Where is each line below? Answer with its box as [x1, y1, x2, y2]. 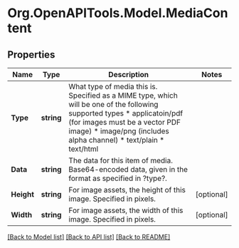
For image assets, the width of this [68, 205, 184, 215]
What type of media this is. [68, 82, 158, 91]
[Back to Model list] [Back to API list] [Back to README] [7, 233, 171, 241]
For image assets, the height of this [68, 185, 186, 195]
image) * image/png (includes [68, 126, 169, 136]
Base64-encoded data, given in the [68, 165, 188, 174]
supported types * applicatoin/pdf [68, 108, 184, 118]
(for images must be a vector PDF [68, 118, 181, 127]
